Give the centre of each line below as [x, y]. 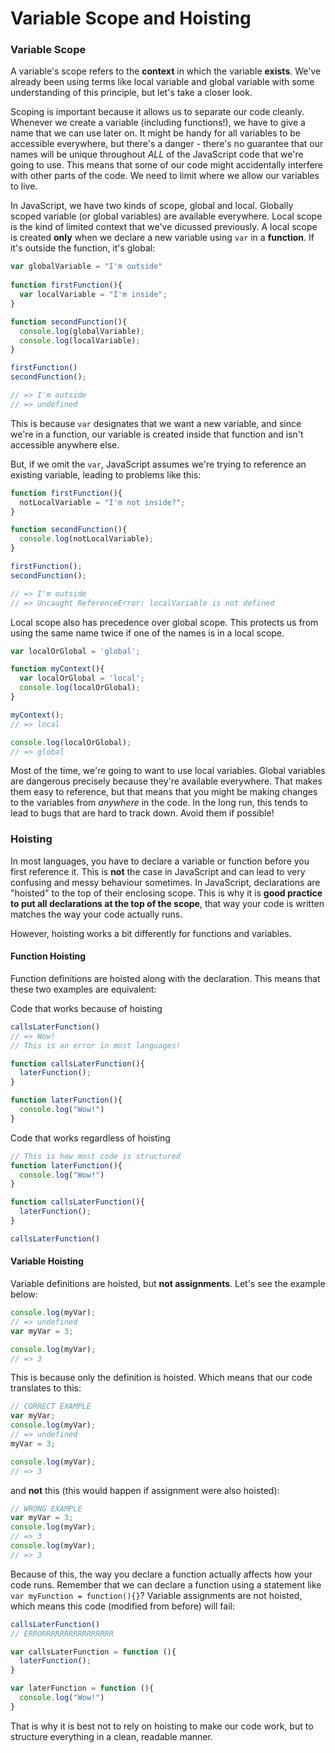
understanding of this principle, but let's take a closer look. [131, 93]
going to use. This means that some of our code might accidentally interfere [166, 165]
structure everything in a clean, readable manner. [111, 1736]
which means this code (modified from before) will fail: [122, 1606]
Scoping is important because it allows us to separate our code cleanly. [157, 112]
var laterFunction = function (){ [82, 1688]
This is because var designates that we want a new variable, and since [156, 423]
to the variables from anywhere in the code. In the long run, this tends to [159, 803]
